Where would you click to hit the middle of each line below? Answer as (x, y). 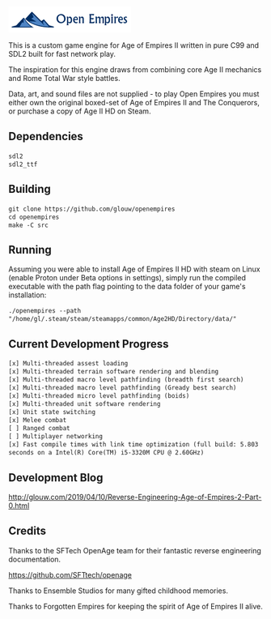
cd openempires (34, 217)
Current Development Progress (89, 344)
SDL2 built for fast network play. (62, 54)
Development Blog (56, 478)
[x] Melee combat (38, 420)
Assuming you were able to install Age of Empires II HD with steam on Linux (134, 269)
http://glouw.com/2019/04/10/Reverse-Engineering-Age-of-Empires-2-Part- (135, 497)
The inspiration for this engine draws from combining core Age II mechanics (135, 70)
